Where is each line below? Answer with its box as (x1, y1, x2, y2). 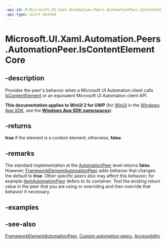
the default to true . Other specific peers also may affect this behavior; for (5, 173, 155, 179)
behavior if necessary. (5, 189, 51, 195)
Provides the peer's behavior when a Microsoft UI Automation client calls (5, 87, 154, 93)
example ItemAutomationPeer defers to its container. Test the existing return (5, 178, 161, 184)
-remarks (5, 149, 35, 158)
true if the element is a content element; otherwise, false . (5, 135, 123, 141)
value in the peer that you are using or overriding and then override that (5, 183, 151, 189)
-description (5, 74, 44, 82)
